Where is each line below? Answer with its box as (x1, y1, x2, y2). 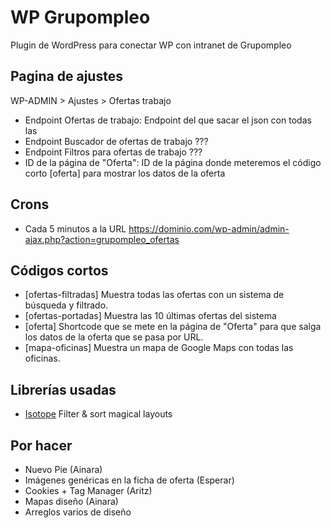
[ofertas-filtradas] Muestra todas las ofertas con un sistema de (24, 289, 285, 301)
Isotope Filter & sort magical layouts (24, 408, 173, 420)
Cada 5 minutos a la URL (24, 222, 127, 235)
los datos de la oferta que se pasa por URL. (24, 331, 204, 343)
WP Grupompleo (10, 6, 151, 29)
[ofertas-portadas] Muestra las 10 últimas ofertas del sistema (24, 310, 277, 322)
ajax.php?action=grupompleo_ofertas (24, 233, 180, 245)
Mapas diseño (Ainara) (24, 496, 119, 507)
